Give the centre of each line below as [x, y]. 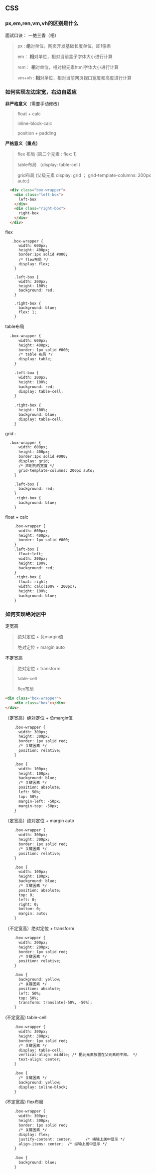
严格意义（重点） [23, 143]
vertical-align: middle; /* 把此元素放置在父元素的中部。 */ [78, 1055]
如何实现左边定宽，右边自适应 [41, 92]
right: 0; [28, 904]
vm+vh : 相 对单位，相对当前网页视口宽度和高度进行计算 [75, 77]
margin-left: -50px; [40, 801]
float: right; [33, 582]
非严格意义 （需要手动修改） [34, 103]
